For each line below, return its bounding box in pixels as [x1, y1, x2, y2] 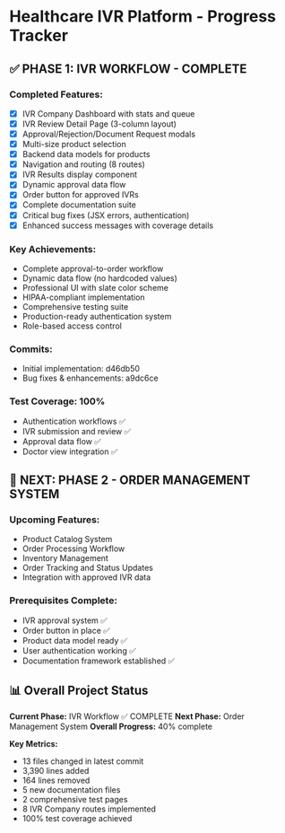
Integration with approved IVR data [22, 572, 151, 583]
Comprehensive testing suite [22, 301, 129, 311]
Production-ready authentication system [22, 311, 172, 321]
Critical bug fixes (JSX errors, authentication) [22, 209, 190, 221]
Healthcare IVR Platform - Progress [9, 6, 276, 27]
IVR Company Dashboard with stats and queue [22, 108, 195, 118]
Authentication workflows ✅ [22, 416, 126, 426]
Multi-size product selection [22, 139, 127, 150]
